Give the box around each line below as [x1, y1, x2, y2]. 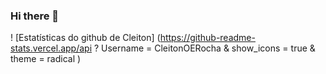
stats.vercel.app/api [10, 42, 93, 54]
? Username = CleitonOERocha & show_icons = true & [93, 42, 316, 54]
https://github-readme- [159, 32, 256, 44]
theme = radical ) [10, 53, 82, 65]
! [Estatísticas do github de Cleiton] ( [10, 32, 161, 44]
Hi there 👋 [10, 9, 60, 23]
